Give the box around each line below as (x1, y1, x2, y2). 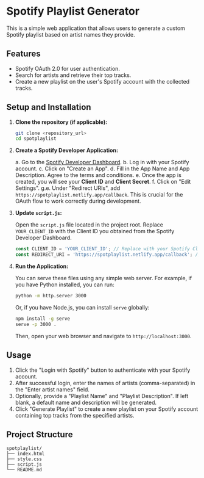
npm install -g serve (15, 316, 70, 322)
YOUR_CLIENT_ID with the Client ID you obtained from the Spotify (15, 228, 175, 235)
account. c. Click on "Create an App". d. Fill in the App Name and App (15, 165, 190, 172)
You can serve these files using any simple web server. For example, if (15, 275, 192, 282)
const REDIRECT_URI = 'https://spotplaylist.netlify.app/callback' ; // (15, 252, 201, 258)
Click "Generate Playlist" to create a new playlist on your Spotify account (15, 405, 199, 413)
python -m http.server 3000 (15, 293, 86, 299)
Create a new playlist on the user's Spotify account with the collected (15, 78, 190, 85)
